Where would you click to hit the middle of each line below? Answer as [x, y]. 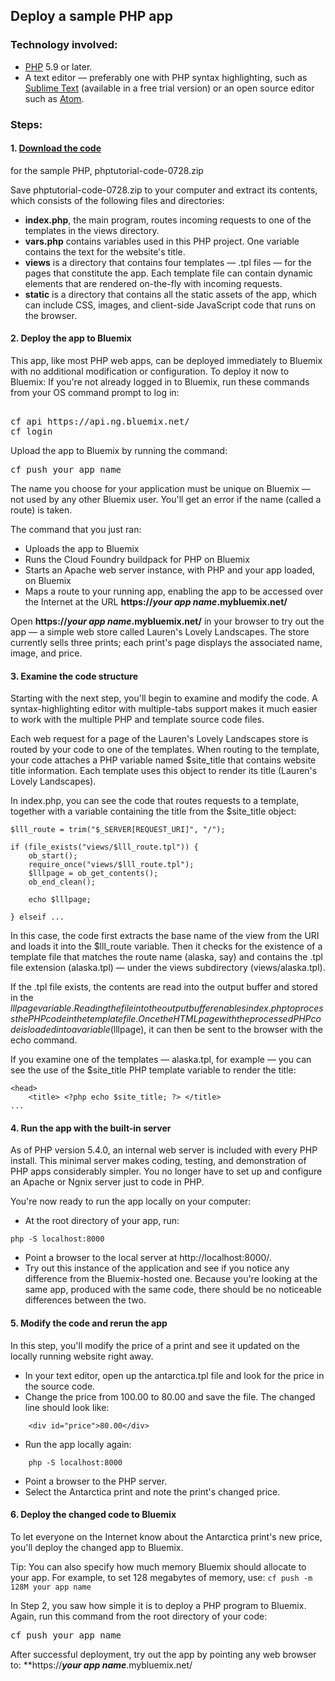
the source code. [60, 1386]
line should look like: [67, 1407]
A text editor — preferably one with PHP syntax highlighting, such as [166, 77]
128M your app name [51, 1587]
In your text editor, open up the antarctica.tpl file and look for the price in [174, 1375]
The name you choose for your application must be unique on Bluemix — [160, 489]
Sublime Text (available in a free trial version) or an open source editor [169, 88]
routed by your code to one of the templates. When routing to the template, [165, 750]
